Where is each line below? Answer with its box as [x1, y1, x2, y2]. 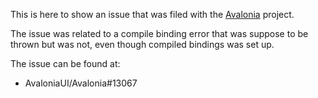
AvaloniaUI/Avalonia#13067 [24, 77, 138, 89]
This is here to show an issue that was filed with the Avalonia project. [10, 9, 295, 20]
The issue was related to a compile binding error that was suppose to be [10, 28, 309, 39]
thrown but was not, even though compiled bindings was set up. [10, 39, 275, 50]
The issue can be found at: [10, 58, 121, 69]
